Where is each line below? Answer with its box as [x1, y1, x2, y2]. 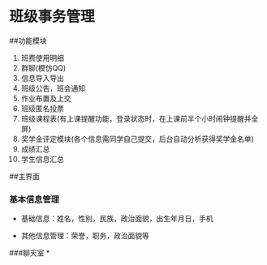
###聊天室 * [9, 248, 50, 258]
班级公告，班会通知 [20, 83, 86, 93]
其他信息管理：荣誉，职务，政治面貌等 [20, 231, 149, 241]
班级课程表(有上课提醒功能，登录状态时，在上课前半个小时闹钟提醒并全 [20, 113, 259, 123]
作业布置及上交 [20, 93, 71, 103]
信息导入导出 [20, 73, 64, 83]
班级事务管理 [9, 7, 96, 26]
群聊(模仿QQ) [20, 62, 67, 73]
